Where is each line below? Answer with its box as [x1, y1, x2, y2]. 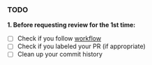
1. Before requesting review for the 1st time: [7, 21, 136, 29]
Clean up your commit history [17, 50, 103, 59]
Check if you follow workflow [17, 34, 102, 43]
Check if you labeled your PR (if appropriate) [17, 42, 146, 50]
